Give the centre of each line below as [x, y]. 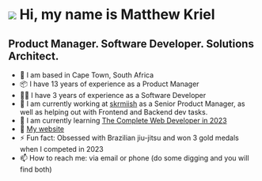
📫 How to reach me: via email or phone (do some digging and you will [134, 158]
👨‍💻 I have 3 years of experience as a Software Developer [113, 95]
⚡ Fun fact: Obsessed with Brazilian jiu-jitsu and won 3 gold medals [129, 138]
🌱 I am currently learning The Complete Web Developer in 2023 [123, 121]
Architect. [34, 56]
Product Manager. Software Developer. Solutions [131, 44]
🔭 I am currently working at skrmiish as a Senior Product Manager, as [132, 104]
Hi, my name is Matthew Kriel [117, 15]
